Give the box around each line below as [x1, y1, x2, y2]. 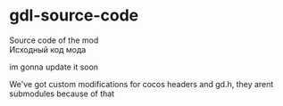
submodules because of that [9, 88, 114, 99]
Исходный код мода [9, 44, 87, 54]
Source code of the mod [9, 35, 99, 45]
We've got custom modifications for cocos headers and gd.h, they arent [9, 78, 274, 89]
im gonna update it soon [9, 61, 99, 72]
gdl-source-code [9, 5, 139, 26]
